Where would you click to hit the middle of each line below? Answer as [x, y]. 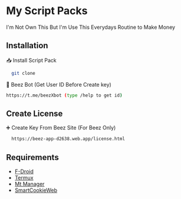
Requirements [32, 157]
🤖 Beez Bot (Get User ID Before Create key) [59, 84]
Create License [34, 113]
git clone [23, 73]
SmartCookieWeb [36, 190]
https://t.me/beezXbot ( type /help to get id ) [64, 95]
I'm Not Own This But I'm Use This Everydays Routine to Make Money [91, 27]
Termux [24, 178]
